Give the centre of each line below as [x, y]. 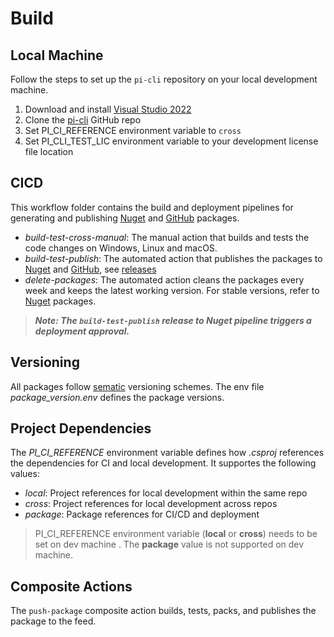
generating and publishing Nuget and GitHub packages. [125, 218]
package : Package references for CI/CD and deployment [142, 514]
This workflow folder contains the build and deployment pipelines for [152, 207]
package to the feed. [53, 621]
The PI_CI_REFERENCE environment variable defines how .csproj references [167, 453]
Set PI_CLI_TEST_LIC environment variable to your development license [171, 141]
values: [25, 474]
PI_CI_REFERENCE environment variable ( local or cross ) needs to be [176, 534]
